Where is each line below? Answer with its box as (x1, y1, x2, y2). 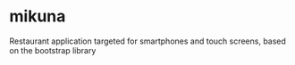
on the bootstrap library (9, 45, 97, 55)
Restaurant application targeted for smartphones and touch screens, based (9, 36, 286, 46)
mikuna (9, 6, 66, 27)
